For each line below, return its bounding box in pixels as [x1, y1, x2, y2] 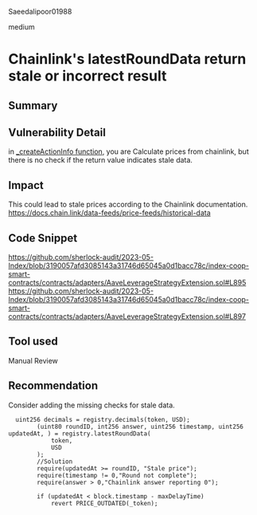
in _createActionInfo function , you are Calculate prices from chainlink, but [8, 147, 249, 156]
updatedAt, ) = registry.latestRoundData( [8, 430, 151, 438]
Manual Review [8, 356, 58, 365]
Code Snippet [8, 231, 78, 245]
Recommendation [8, 379, 98, 393]
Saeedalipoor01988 [8, 7, 72, 16]
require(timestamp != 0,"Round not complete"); [37, 471, 197, 479]
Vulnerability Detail [8, 125, 106, 139]
